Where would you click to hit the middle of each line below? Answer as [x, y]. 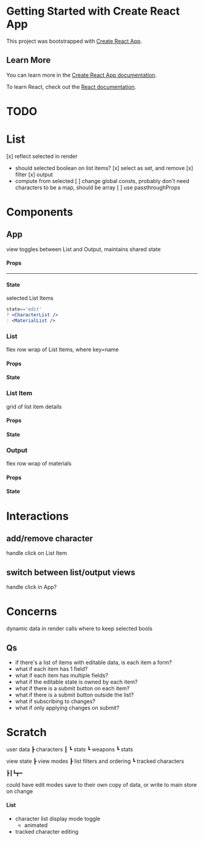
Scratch [26, 732]
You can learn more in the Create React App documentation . [82, 75]
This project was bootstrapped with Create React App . [74, 41]
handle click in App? [32, 587]
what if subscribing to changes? [55, 701]
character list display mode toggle [58, 819]
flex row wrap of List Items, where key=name [63, 349]
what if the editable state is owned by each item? [76, 682]
